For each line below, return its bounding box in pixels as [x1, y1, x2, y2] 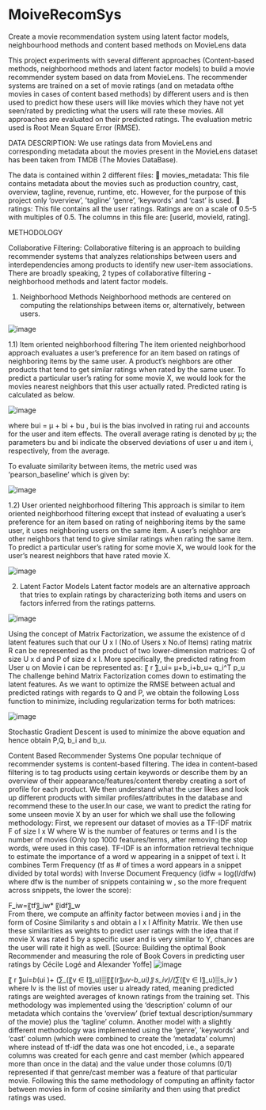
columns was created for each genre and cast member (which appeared [8, 1051, 245, 1060]
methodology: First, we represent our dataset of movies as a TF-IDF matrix [8, 818, 252, 827]
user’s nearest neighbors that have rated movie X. [8, 550, 171, 560]
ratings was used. [8, 1093, 66, 1102]
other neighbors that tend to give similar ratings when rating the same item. [8, 534, 253, 543]
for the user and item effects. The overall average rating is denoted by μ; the [8, 429, 257, 439]
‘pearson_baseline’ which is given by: [8, 469, 131, 479]
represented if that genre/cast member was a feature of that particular [8, 1067, 237, 1077]
